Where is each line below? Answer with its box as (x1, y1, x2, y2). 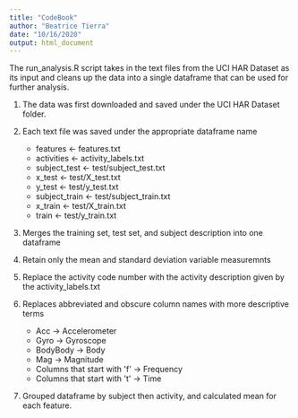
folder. (21, 109, 47, 119)
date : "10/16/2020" (9, 30, 82, 39)
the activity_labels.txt (21, 282, 101, 292)
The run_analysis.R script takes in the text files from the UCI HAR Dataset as (9, 63, 290, 74)
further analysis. (9, 82, 70, 92)
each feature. (21, 400, 72, 411)
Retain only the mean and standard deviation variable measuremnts (21, 255, 271, 266)
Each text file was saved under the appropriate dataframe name (21, 126, 258, 137)
